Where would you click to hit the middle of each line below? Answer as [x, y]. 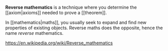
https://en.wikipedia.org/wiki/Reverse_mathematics [59, 43]
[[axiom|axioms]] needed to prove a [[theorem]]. [56, 13]
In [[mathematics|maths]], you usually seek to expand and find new [76, 22]
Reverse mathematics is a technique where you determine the [71, 7]
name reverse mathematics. [34, 33]
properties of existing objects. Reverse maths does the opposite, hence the [84, 28]
